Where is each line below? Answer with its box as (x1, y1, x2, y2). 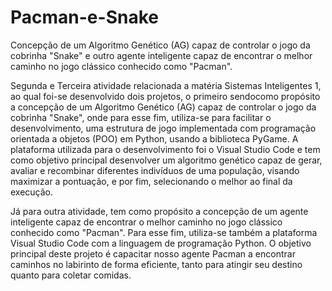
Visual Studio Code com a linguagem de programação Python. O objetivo (10, 237, 312, 249)
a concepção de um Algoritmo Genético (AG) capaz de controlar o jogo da (10, 101, 317, 113)
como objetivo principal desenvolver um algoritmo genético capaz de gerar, (10, 154, 323, 166)
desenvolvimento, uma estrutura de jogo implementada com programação (10, 122, 317, 134)
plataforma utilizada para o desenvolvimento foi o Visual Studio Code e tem (10, 143, 321, 155)
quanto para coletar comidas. (10, 269, 132, 281)
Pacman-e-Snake (10, 6, 159, 29)
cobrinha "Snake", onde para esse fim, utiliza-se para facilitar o (10, 111, 272, 123)
